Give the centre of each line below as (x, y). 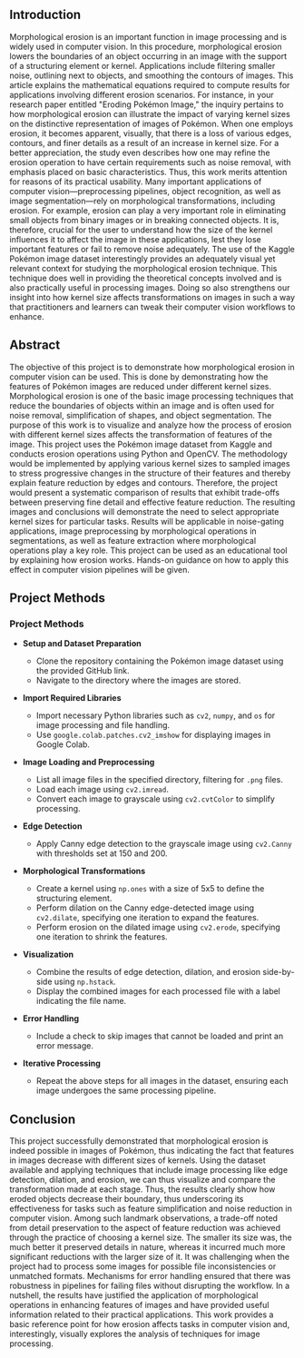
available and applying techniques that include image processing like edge (149, 1170)
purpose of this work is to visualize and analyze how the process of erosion (151, 425)
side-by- (279, 972)
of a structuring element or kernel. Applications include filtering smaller (142, 65)
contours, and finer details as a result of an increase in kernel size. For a (144, 143)
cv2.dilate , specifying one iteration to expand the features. (147, 918)
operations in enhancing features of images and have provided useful (139, 1305)
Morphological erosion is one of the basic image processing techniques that (152, 396)
